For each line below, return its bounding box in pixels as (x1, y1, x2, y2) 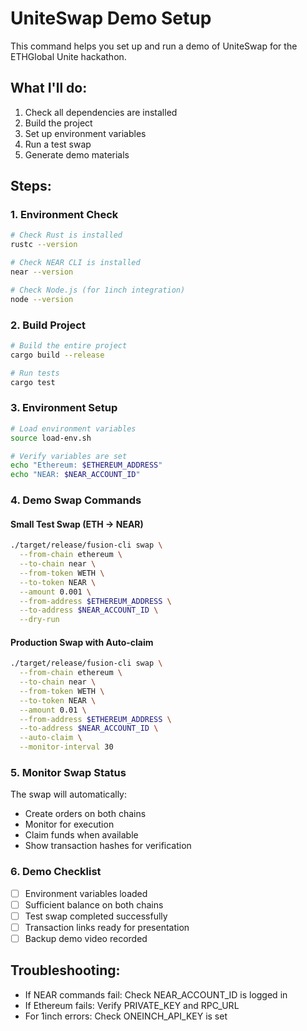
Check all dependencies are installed (24, 106, 178, 118)
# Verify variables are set (10, 451, 128, 461)
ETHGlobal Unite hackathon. (10, 50, 127, 62)
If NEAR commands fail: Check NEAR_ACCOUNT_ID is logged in (24, 988, 288, 1001)
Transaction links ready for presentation (24, 921, 190, 933)
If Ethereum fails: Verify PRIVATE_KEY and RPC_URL (24, 999, 240, 1011)
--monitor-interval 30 (19, 742, 114, 752)
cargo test (10, 377, 56, 387)
